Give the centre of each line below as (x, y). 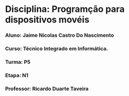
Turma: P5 (18, 62)
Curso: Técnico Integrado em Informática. (57, 49)
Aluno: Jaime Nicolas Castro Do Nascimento (60, 35)
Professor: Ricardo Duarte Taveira (47, 89)
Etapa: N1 (17, 75)
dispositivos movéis (47, 20)
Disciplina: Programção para (65, 9)
